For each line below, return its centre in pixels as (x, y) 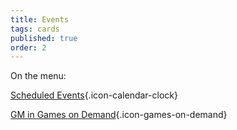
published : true (44, 38)
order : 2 (28, 47)
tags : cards (35, 29)
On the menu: (38, 76)
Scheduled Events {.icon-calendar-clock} (94, 95)
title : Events (40, 19)
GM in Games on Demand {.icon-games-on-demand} (119, 115)
